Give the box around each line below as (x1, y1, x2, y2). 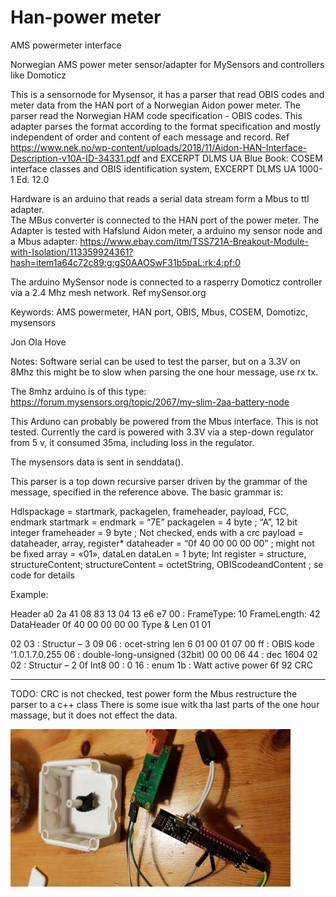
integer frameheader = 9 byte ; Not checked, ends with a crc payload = (10, 526, 304, 538)
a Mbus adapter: (10, 235, 78, 247)
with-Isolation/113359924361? (10, 246, 134, 258)
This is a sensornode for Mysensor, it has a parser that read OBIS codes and (10, 88, 325, 100)
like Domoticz (10, 69, 67, 81)
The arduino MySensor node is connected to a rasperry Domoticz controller (10, 276, 323, 288)
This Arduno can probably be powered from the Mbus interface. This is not (10, 415, 319, 427)
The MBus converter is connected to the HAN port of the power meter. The (10, 214, 320, 226)
